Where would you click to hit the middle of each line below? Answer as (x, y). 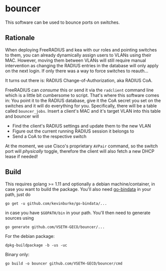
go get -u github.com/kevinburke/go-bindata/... (56, 203)
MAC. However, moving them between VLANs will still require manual (76, 60)
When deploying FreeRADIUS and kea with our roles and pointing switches (81, 49)
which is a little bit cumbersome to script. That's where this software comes (82, 95)
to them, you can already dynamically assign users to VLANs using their (78, 55)
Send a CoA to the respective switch (49, 136)
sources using (20, 218)
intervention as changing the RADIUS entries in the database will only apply (82, 65)
